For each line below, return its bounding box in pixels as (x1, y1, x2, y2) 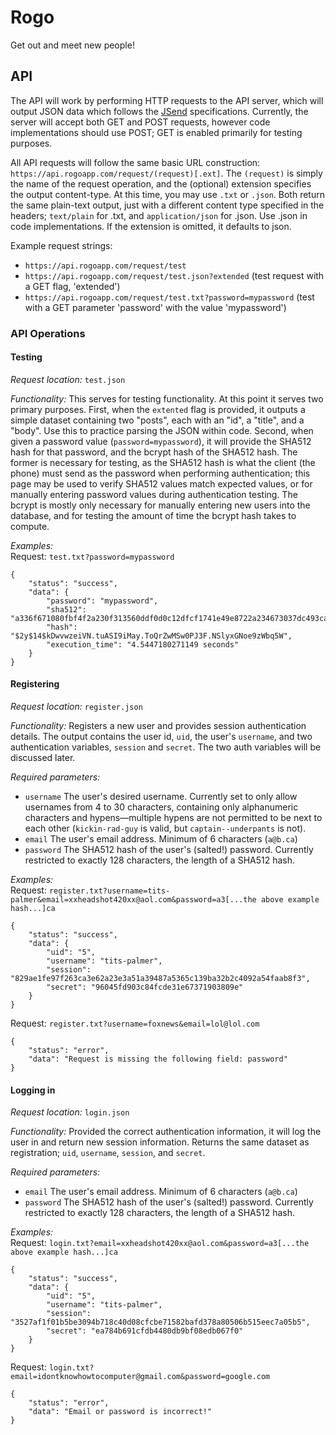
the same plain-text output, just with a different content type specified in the (10, 199, 325, 211)
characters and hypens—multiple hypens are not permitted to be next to (24, 812, 323, 824)
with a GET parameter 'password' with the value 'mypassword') (24, 301, 287, 313)
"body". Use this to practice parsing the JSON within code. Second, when (10, 424, 314, 436)
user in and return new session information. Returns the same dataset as (10, 1136, 310, 1148)
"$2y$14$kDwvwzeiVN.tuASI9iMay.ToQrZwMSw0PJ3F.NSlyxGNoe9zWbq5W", (10, 631, 293, 641)
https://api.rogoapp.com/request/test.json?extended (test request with (24, 269, 325, 281)
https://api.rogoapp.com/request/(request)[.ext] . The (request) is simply (10, 167, 323, 179)
